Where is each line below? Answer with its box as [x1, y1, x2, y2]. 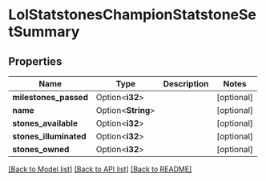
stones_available [12, 118, 79, 129]
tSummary [8, 22, 80, 41]
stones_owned [12, 144, 70, 155]
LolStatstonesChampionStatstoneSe [8, 6, 257, 24]
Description [163, 78, 209, 89]
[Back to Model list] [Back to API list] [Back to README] [8, 164, 192, 174]
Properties [8, 54, 62, 68]
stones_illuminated [12, 131, 87, 142]
